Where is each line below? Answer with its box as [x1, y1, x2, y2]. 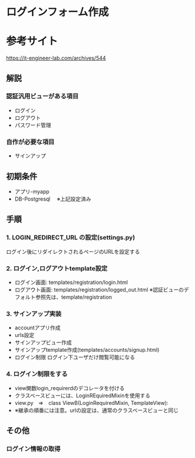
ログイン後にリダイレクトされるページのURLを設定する [6, 248, 140, 255]
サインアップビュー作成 [14, 339, 72, 346]
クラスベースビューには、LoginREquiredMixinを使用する [14, 392, 151, 399]
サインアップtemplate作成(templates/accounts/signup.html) [14, 346, 160, 354]
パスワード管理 [14, 122, 51, 129]
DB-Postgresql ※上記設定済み [14, 195, 91, 202]
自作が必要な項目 [6, 138, 55, 146]
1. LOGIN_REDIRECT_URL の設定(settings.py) [6, 234, 135, 242]
